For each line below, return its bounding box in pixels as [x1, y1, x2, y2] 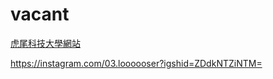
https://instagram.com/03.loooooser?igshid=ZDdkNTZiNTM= [10, 57, 263, 69]
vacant [10, 3, 70, 26]
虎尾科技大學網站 [10, 37, 81, 49]
